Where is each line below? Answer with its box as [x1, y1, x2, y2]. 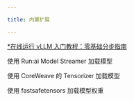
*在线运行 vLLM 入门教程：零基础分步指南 [7, 42, 127, 50]
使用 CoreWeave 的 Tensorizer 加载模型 [7, 71, 120, 80]
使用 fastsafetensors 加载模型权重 [7, 86, 104, 94]
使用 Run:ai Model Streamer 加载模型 [7, 57, 113, 65]
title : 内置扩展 [7, 16, 50, 23]
